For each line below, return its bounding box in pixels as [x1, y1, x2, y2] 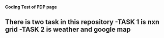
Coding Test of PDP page [5, 4, 57, 10]
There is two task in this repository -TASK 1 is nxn [5, 18, 160, 26]
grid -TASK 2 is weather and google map [5, 25, 131, 34]
